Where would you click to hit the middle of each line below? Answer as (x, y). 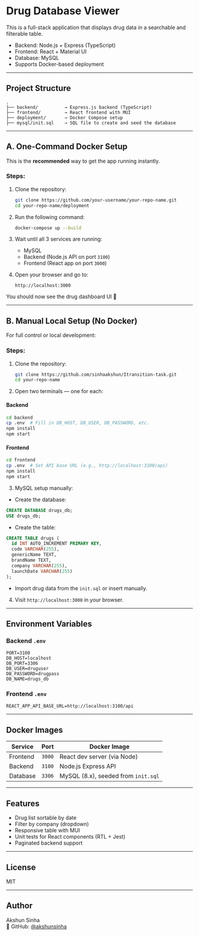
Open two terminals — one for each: (59, 391)
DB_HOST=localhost (29, 658)
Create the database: (40, 499)
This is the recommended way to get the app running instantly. (83, 161)
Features (23, 803)
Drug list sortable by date (46, 818)
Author (19, 906)
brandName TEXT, (31, 560)
